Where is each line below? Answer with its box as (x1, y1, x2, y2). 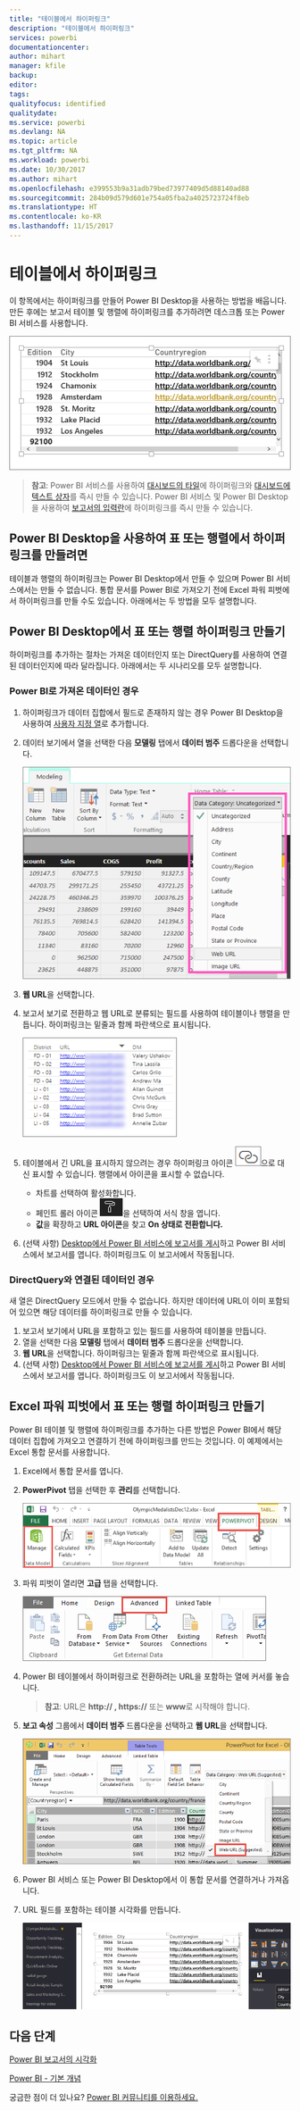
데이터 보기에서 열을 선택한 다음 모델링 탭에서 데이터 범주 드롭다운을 (21, 737, 259, 747)
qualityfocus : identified (9, 99, 105, 108)
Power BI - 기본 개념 (9, 2073, 82, 2084)
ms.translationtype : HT (9, 203, 98, 212)
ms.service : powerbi (9, 118, 87, 127)
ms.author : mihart (9, 174, 78, 183)
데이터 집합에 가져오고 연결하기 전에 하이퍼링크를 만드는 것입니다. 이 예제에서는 (9, 1435, 284, 1446)
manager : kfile (9, 62, 66, 71)
